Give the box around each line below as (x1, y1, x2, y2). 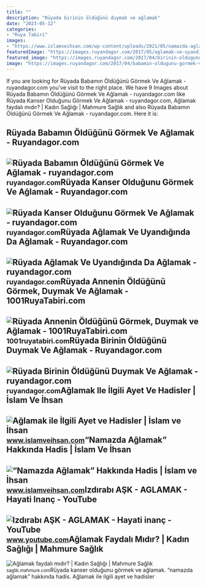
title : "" (6, 9, 32, 15)
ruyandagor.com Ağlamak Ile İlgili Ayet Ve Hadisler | (6, 385, 196, 396)
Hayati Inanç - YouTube (6, 494, 97, 504)
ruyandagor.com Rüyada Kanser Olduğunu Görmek (6, 177, 194, 188)
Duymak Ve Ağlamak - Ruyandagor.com (6, 345, 162, 356)
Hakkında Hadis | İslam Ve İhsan (6, 444, 132, 455)
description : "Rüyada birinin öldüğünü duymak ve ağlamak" (6, 15, 161, 21)
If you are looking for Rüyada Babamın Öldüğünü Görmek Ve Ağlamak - (6, 77, 186, 85)
